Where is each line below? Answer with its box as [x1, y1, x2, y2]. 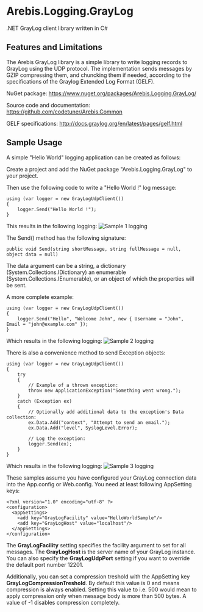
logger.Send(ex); [28, 441, 72, 447]
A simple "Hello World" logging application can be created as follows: [6, 154, 181, 161]
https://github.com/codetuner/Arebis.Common [6, 108, 123, 115]
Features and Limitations [6, 42, 102, 52]
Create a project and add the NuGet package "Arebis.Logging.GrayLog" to [6, 165, 193, 173]
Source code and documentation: [6, 101, 90, 109]
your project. [6, 172, 38, 179]
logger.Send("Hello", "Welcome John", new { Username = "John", [17, 315, 184, 322]
